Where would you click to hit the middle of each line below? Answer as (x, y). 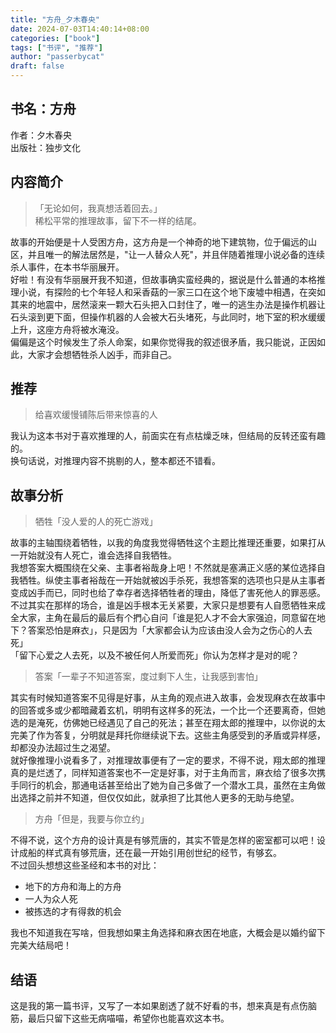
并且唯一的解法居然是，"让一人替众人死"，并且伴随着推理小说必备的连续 (176, 254)
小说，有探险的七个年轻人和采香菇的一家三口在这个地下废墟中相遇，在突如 (172, 292)
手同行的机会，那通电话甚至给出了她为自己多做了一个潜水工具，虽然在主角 (163, 785)
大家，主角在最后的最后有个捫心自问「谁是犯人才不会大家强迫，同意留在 (167, 618)
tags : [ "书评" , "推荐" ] (56, 47)
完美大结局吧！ (41, 945)
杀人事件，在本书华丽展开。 (67, 267)
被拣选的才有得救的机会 (73, 912)
